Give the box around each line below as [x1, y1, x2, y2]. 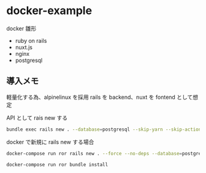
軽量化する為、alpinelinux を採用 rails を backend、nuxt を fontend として [6, 93, 193, 101]
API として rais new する [6, 114, 68, 121]
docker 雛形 [6, 25, 37, 32]
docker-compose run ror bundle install [6, 161, 109, 167]
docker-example [6, 4, 93, 18]
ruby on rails [15, 37, 47, 44]
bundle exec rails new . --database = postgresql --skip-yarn [6, 126, 164, 133]
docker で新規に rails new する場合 [6, 138, 94, 145]
